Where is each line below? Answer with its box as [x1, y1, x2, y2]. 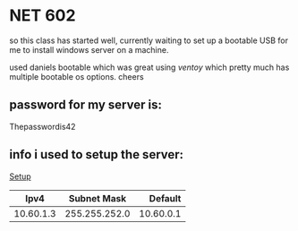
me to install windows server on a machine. [9, 44, 169, 55]
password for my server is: [9, 98, 163, 113]
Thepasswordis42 [9, 121, 76, 132]
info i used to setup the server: [9, 147, 184, 162]
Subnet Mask [68, 192, 127, 204]
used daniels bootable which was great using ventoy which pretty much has [9, 62, 290, 73]
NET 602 [9, 5, 76, 26]
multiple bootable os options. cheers [9, 71, 145, 81]
